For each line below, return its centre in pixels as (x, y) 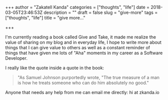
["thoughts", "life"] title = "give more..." (45, 18)
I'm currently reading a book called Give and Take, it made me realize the (81, 37)
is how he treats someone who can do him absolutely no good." (83, 83)
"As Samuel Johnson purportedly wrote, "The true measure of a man (88, 77)
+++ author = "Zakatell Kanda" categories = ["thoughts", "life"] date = (77, 7)
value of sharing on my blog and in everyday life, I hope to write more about (83, 42)
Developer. (16, 58)
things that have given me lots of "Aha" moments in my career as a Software (84, 53)
